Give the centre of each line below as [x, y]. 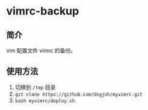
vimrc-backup [43, 11]
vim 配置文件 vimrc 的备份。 [41, 50]
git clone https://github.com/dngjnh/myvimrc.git [79, 94]
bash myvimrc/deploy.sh [45, 101]
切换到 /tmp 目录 [35, 87]
